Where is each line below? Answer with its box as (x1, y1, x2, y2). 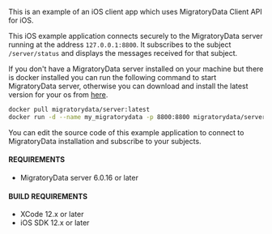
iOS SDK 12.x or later (19, 218, 90, 228)
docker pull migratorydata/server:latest (8, 105, 151, 113)
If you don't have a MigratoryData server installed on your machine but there (8, 64, 264, 74)
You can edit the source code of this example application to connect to (8, 127, 244, 137)
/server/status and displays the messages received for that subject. (8, 49, 238, 57)
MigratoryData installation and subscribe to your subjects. (8, 136, 202, 146)
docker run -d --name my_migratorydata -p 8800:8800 (8, 113, 190, 121)
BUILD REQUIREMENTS (8, 191, 87, 201)
